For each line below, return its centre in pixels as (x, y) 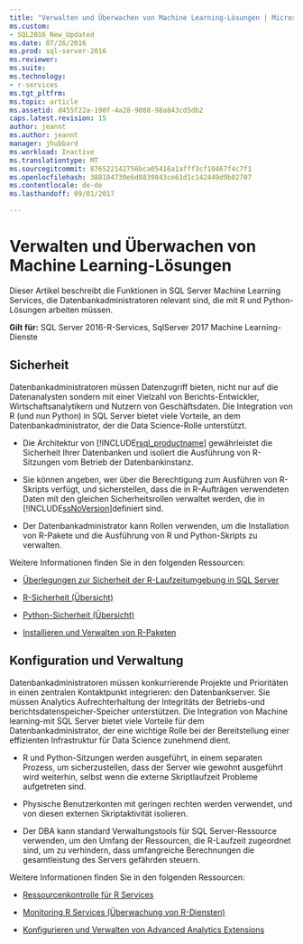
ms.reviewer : (34, 60)
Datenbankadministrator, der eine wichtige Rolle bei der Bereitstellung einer (150, 730)
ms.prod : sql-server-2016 (58, 51)
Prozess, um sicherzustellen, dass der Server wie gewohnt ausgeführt (153, 767)
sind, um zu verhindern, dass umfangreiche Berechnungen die (138, 850)
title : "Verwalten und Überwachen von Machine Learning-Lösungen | (139, 18)
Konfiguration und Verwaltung (96, 661)
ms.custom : (30, 26)
